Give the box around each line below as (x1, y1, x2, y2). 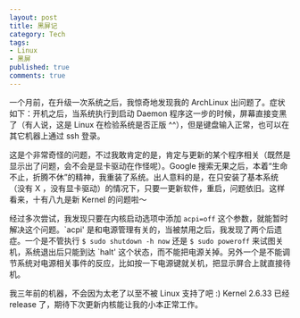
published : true (9, 63, 70, 72)
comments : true (9, 71, 66, 80)
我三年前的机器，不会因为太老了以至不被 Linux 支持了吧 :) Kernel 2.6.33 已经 (9, 288, 290, 298)
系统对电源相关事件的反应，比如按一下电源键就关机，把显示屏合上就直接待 (16, 257, 291, 268)
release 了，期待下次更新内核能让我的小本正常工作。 (9, 298, 204, 309)
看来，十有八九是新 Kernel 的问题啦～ (9, 194, 147, 205)
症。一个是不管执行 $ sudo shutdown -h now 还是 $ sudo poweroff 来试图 (9, 235, 276, 246)
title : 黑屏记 (9, 21, 58, 30)
